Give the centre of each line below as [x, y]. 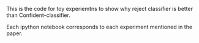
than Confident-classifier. [38, 15]
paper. [14, 33]
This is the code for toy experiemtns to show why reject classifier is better [99, 9]
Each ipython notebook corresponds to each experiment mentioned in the [99, 27]
